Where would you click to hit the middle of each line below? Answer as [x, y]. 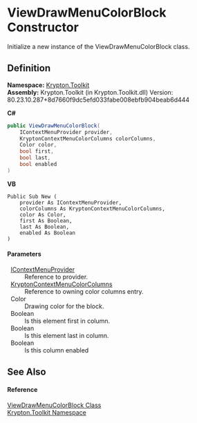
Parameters [24, 254]
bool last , [35, 158]
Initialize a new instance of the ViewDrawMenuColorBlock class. [98, 46]
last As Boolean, [45, 227]
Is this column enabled [57, 350]
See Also [27, 372]
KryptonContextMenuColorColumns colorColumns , [88, 139]
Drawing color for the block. [64, 306]
